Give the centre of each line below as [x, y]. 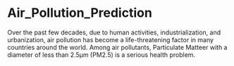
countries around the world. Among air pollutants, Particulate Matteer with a [117, 47]
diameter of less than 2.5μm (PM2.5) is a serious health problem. [101, 55]
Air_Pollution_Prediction [80, 13]
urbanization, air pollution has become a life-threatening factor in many [110, 39]
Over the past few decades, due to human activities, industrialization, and [114, 32]
